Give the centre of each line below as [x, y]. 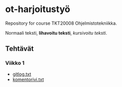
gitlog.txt [22, 74]
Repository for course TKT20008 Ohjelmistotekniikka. [61, 23]
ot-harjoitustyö [38, 9]
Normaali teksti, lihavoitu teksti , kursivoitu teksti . [56, 33]
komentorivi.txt [28, 79]
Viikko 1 [15, 63]
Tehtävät [19, 49]
